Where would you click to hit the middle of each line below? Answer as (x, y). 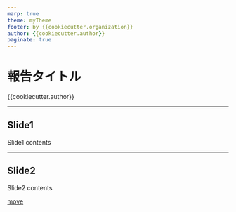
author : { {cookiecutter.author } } (56, 33)
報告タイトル (45, 77)
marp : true (23, 14)
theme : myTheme (29, 20)
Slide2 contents (30, 187)
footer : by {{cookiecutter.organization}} (70, 27)
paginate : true (29, 40)
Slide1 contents (29, 142)
